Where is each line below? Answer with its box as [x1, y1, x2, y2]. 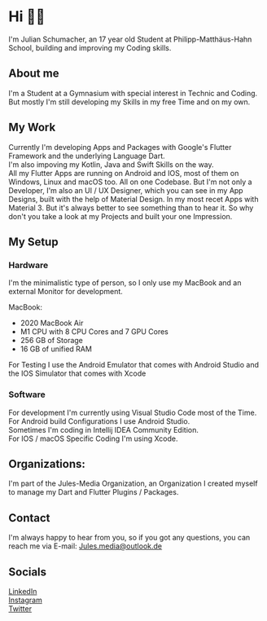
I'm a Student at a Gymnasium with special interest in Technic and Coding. [8, 88, 258, 98]
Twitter [8, 603, 33, 614]
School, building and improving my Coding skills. [8, 42, 172, 52]
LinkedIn [8, 586, 37, 596]
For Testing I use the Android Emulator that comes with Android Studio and [8, 360, 259, 370]
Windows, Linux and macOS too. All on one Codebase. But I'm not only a [8, 177, 252, 187]
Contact [8, 511, 50, 525]
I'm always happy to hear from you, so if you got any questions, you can [8, 533, 251, 543]
